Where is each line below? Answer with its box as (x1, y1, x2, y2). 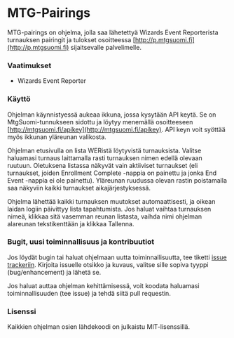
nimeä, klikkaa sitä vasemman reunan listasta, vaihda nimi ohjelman (7, 212, 202, 221)
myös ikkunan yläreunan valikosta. (7, 132, 106, 141)
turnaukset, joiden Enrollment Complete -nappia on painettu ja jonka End (7, 169, 217, 177)
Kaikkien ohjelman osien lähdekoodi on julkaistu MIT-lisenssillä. (7, 323, 191, 331)
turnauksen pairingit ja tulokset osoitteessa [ (7, 35, 135, 44)
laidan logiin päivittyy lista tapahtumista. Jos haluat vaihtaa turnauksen (7, 204, 212, 213)
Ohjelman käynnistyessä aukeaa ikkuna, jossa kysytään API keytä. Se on (7, 110, 216, 119)
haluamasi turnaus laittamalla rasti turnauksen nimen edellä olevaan (7, 153, 202, 162)
